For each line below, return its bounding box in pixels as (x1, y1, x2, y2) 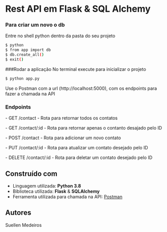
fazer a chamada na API (5, 90, 55, 97)
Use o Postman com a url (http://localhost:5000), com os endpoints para (5, 85, 157, 91)
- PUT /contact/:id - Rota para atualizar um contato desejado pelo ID (5, 145, 148, 151)
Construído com (5, 169, 57, 178)
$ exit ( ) (5, 57, 24, 62)
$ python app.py (5, 76, 40, 81)
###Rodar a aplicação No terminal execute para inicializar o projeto (5, 66, 146, 72)
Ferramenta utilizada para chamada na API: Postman (12, 193, 123, 199)
